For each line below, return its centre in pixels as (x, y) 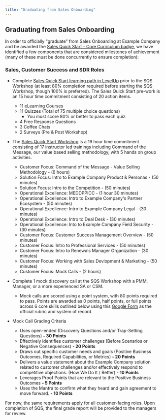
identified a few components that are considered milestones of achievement (82, 52)
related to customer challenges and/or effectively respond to (81, 367)
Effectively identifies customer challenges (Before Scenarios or (83, 341)
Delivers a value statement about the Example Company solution (85, 362)
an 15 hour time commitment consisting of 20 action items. (72, 96)
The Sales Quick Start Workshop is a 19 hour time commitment (76, 141)
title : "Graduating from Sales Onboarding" (50, 10)
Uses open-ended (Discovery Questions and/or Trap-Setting (81, 330)
